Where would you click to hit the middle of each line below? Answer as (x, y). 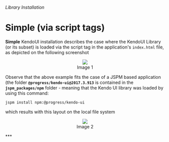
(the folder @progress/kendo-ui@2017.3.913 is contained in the (69, 82)
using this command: (27, 93)
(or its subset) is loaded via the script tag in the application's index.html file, (85, 47)
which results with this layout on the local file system (60, 112)
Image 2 (85, 126)
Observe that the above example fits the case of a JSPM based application (83, 77)
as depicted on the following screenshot (47, 52)
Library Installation (25, 7)
